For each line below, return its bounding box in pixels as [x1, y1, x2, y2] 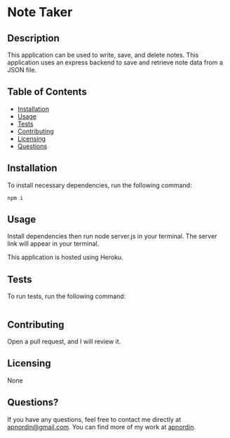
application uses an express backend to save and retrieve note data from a [7, 58, 223, 67]
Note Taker [7, 4, 73, 20]
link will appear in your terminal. [7, 239, 100, 248]
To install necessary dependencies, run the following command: [7, 180, 192, 190]
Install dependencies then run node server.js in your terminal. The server [7, 232, 217, 241]
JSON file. [7, 66, 37, 74]
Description [7, 32, 60, 44]
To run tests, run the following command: [7, 292, 126, 300]
